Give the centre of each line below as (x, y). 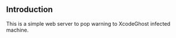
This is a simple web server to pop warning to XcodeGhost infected (88, 23)
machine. (17, 30)
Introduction (30, 10)
